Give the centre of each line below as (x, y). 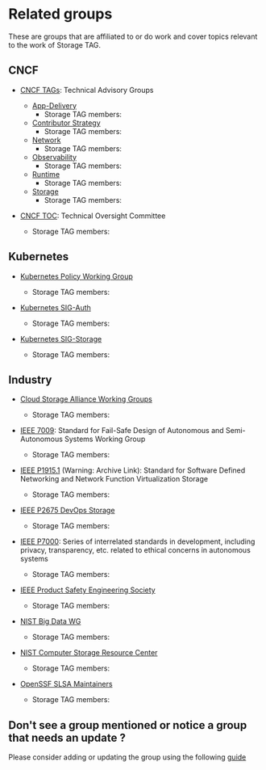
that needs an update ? (67, 737)
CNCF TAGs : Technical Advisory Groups (87, 90)
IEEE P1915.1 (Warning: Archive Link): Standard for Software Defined (133, 470)
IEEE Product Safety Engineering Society (87, 590)
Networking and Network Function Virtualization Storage (114, 479)
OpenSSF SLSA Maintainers (66, 684)
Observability (54, 157)
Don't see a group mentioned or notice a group (128, 725)
